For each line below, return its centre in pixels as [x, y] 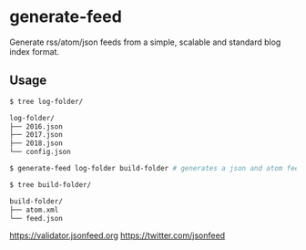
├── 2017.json [36, 135]
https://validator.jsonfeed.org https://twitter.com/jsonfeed [117, 235]
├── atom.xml [34, 210]
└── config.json [40, 152]
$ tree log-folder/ [46, 101]
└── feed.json [36, 218]
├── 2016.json [36, 126]
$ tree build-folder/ [51, 184]
